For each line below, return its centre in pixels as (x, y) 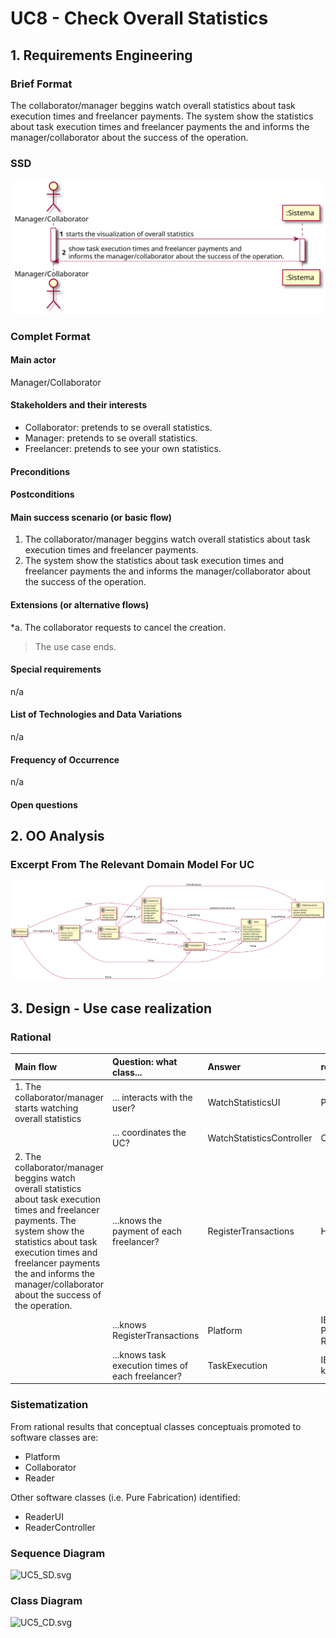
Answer (224, 1067)
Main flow (36, 1067)
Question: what (145, 1061)
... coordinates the (149, 1133)
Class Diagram (46, 1600)
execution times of (150, 1365)
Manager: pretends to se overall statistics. (111, 438)
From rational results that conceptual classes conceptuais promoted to (156, 1426)
